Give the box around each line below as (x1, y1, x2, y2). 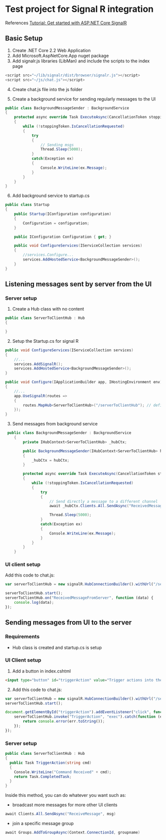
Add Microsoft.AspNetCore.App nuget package (12, 52, 109, 58)
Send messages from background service (12, 421, 98, 427)
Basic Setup (5, 34, 43, 43)
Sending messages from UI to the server (5, 618, 132, 627)
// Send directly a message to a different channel (49, 499, 158, 504)
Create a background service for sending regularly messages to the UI (12, 96, 156, 102)
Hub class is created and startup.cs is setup (12, 644, 102, 650)
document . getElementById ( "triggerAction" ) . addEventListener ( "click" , (5, 710, 152, 715)
